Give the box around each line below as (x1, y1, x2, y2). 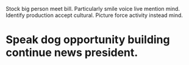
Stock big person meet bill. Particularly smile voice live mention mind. (5, 5, 180, 12)
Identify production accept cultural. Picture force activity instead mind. (5, 12, 184, 19)
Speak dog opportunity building (5, 33, 170, 47)
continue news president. (5, 46, 138, 60)
